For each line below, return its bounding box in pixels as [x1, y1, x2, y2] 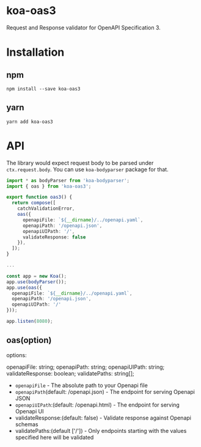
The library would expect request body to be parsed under [6, 159, 154, 166]
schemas [15, 420, 38, 428]
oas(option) [6, 335, 52, 345]
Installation [6, 45, 65, 59]
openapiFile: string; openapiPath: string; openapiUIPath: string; [6, 363, 165, 371]
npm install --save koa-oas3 [6, 86, 81, 92]
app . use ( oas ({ [6, 284, 43, 290]
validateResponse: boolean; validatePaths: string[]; [6, 369, 134, 377]
